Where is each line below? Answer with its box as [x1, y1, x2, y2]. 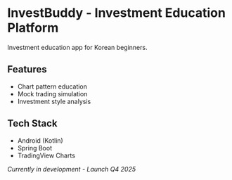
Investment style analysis [17, 97, 91, 105]
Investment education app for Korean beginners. [7, 43, 148, 51]
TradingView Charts [17, 151, 76, 160]
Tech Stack [7, 117, 58, 129]
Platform [7, 20, 59, 36]
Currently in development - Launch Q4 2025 [7, 165, 136, 173]
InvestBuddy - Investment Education [7, 5, 226, 21]
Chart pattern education [17, 82, 88, 91]
